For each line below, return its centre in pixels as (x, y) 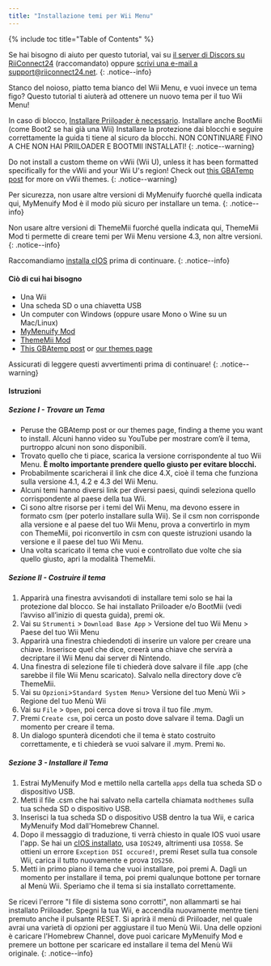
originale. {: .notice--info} (51, 953)
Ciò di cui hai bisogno (45, 279)
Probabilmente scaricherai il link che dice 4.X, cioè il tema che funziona (139, 473)
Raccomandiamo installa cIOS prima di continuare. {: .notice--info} (119, 261)
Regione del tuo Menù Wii (63, 701)
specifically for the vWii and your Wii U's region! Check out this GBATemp (131, 170)
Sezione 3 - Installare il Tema (58, 762)
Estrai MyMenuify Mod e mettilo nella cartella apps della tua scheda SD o (141, 783)
